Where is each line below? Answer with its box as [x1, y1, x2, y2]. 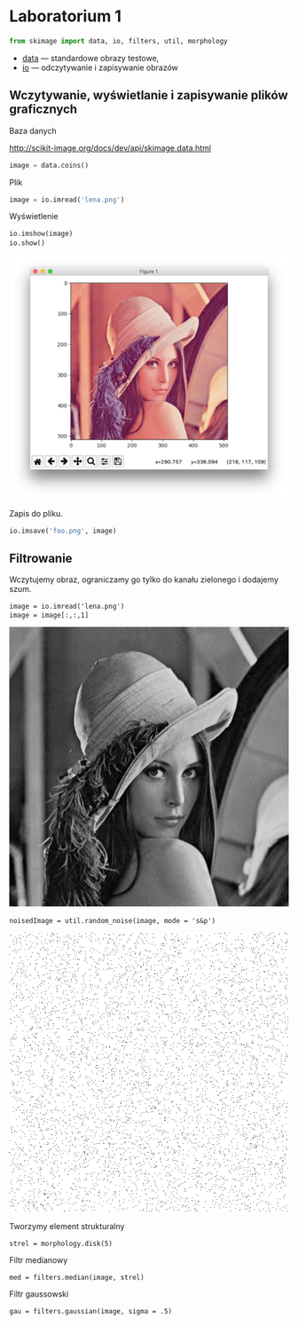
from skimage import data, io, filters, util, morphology [9, 36, 228, 45]
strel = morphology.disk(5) [9, 1240, 114, 1249]
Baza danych [9, 125, 57, 136]
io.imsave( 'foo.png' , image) [9, 526, 117, 535]
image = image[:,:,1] [9, 611, 90, 620]
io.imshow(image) [9, 229, 74, 239]
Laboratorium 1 [9, 6, 122, 27]
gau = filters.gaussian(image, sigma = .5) [9, 1307, 173, 1316]
